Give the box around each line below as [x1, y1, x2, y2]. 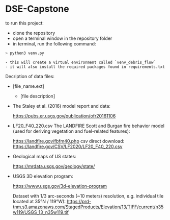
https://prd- [67, 198, 92, 204]
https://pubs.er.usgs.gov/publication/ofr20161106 [12, 113, 116, 119]
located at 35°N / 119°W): [12, 198, 66, 204]
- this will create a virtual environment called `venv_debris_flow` [5, 60, 156, 65]
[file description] [20, 93, 55, 99]
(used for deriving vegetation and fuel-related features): [12, 128, 130, 134]
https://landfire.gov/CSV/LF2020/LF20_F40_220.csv [12, 143, 123, 150]
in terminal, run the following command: [12, 40, 96, 46]
